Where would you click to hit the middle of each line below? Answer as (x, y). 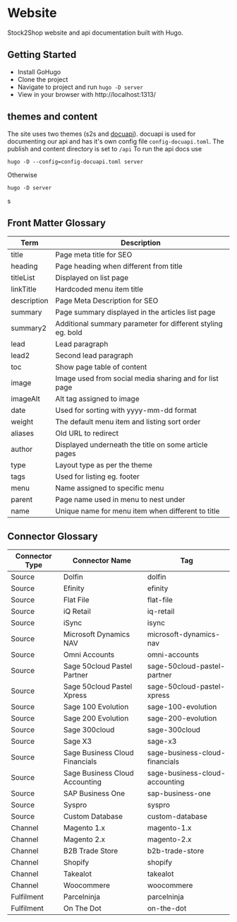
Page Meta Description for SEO (107, 300)
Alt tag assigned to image (97, 399)
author (22, 449)
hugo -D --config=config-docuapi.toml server (75, 162)
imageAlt (25, 399)
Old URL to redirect (87, 433)
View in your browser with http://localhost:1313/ (87, 94)
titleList (23, 278)
